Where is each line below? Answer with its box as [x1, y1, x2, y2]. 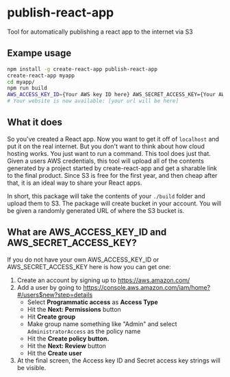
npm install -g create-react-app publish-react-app [7, 65, 157, 73]
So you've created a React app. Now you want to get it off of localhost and [7, 135, 220, 143]
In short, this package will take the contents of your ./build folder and [7, 192, 205, 200]
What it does [7, 117, 63, 128]
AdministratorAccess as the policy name [27, 327, 141, 335]
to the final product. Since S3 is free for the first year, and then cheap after [7, 171, 218, 179]
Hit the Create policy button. [27, 334, 110, 343]
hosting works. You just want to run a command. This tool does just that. [7, 149, 211, 157]
